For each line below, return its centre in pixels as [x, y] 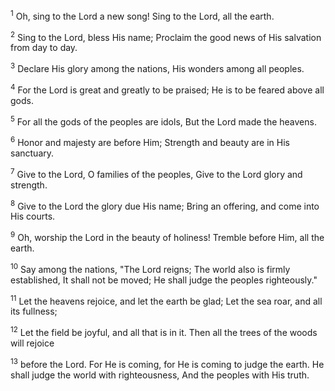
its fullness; [34, 311]
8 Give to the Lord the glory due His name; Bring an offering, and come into [165, 205]
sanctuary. [32, 153]
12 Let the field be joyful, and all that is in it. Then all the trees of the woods [164, 331]
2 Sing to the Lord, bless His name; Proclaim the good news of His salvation [166, 36]
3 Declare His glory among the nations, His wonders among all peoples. [157, 67]
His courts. [33, 216]
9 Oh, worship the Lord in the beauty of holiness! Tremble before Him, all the [167, 236]
